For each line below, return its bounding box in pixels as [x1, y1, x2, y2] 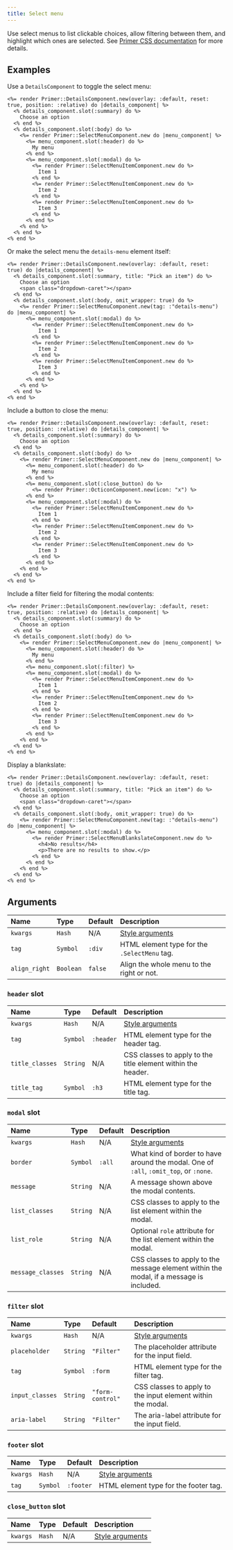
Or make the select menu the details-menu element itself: [7, 247, 171, 256]
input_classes [10, 1391, 58, 1400]
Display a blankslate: [7, 760, 67, 769]
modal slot [7, 1108, 40, 1117]
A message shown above [130, 1177, 213, 1187]
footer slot [7, 1440, 44, 1449]
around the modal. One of [130, 1157, 214, 1167]
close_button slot [7, 1501, 66, 1511]
